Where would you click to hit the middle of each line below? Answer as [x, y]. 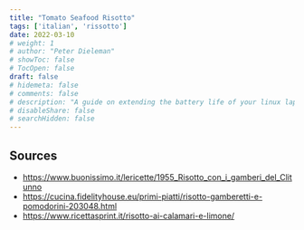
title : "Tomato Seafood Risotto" [72, 18]
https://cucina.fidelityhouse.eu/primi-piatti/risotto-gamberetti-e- [142, 196]
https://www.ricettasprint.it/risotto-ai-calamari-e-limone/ [128, 216]
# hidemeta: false [44, 85]
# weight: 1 [32, 43]
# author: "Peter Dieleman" [62, 52]
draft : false [34, 77]
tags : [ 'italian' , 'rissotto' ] [68, 26]
